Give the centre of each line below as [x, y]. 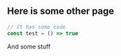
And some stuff [29, 46]
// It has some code [37, 27]
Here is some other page [61, 11]
